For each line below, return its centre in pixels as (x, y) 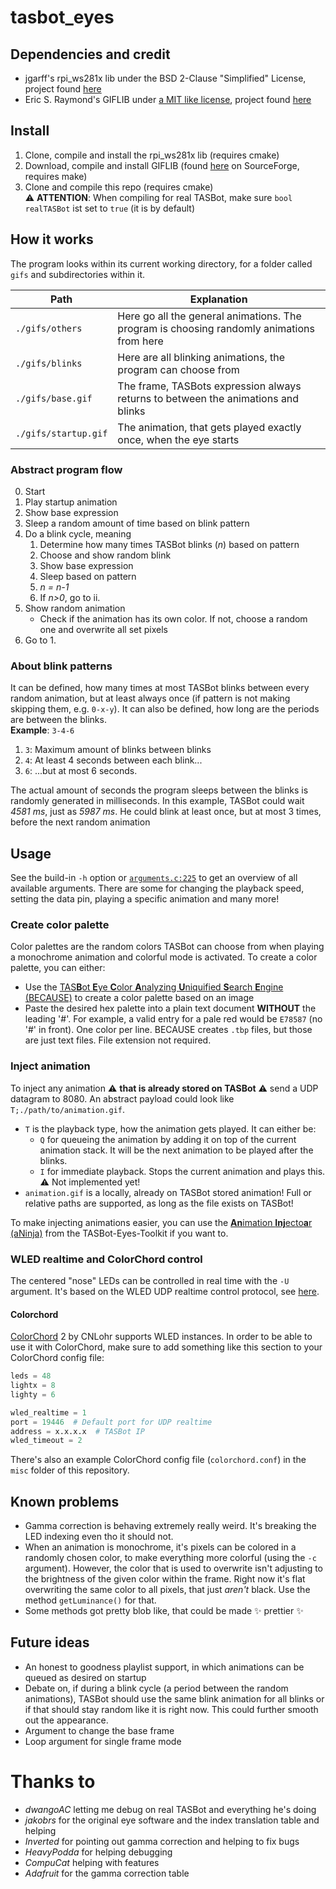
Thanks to (53, 1782)
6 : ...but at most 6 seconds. (81, 771)
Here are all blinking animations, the (201, 357)
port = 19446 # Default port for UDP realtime (111, 1422)
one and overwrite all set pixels (103, 629)
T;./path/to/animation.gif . (68, 1109)
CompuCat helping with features (92, 1862)
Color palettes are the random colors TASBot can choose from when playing (167, 947)
